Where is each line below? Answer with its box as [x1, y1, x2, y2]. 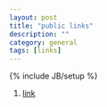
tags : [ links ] [9, 46, 62, 55]
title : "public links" [9, 21, 94, 30]
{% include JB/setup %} [9, 70, 98, 81]
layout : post [9, 12, 58, 22]
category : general [9, 37, 78, 47]
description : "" [9, 29, 70, 38]
